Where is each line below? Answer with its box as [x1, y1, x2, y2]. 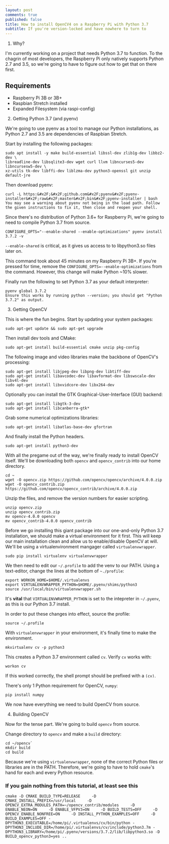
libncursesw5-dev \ [5, 164, 47, 169]
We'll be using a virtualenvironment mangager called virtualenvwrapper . [5, 543, 156, 549]
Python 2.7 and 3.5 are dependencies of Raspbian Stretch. [5, 130, 128, 137]
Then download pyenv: [5, 181, 53, 188]
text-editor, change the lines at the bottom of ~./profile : [5, 568, 124, 574]
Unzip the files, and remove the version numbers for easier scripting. [5, 495, 149, 501]
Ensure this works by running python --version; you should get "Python [5, 293, 162, 298]
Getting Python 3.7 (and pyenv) [12, 115, 79, 121]
